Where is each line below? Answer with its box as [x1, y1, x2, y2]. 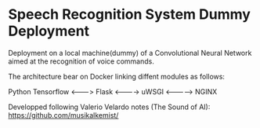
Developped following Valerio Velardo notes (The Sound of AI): [8, 102, 211, 112]
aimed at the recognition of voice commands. [8, 57, 154, 66]
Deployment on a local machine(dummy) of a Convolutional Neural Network [8, 48, 252, 57]
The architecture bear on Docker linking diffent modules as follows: [8, 71, 226, 81]
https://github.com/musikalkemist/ [8, 110, 119, 119]
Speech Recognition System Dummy [8, 5, 251, 24]
